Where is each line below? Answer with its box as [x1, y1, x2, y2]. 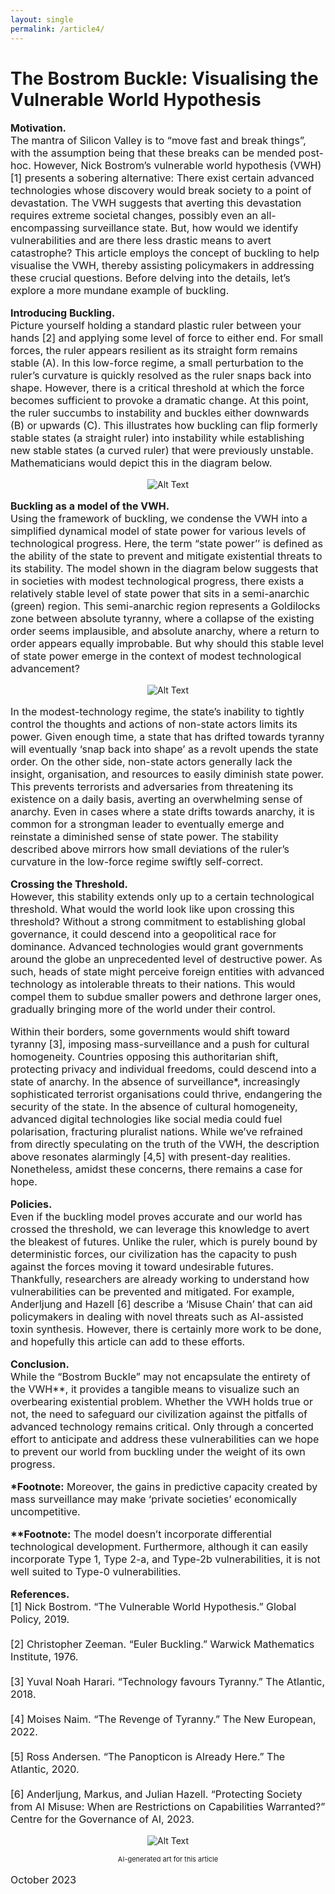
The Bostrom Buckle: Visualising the [10, 67, 319, 90]
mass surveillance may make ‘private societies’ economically [10, 1492, 297, 1506]
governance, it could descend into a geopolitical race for [10, 927, 277, 941]
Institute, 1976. [10, 1650, 79, 1664]
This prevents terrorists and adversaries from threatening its [10, 780, 294, 794]
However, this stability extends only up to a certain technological [10, 890, 315, 904]
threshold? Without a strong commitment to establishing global [10, 915, 306, 929]
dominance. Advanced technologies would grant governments [10, 940, 304, 954]
